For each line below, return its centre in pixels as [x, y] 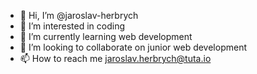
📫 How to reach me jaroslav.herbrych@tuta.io [115, 58]
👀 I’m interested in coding [72, 26]
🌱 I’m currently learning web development [106, 36]
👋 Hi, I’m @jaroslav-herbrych [79, 15]
